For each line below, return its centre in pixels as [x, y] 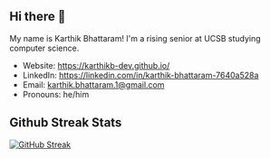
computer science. [44, 48]
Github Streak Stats [66, 123]
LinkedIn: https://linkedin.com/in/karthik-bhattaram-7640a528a [140, 75]
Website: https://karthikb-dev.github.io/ [96, 65]
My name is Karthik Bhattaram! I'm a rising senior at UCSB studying [135, 38]
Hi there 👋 [38, 17]
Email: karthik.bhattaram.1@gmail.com [93, 84]
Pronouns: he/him [56, 94]
